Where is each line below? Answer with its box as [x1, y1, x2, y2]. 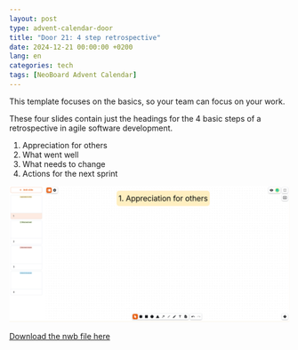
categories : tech [9, 61, 74, 70]
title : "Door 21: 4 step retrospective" [9, 33, 162, 42]
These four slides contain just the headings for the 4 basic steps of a [9, 113, 262, 123]
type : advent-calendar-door [9, 23, 114, 33]
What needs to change [21, 158, 106, 169]
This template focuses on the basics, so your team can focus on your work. [9, 96, 286, 107]
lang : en [9, 52, 42, 61]
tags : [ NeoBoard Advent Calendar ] [9, 71, 138, 80]
